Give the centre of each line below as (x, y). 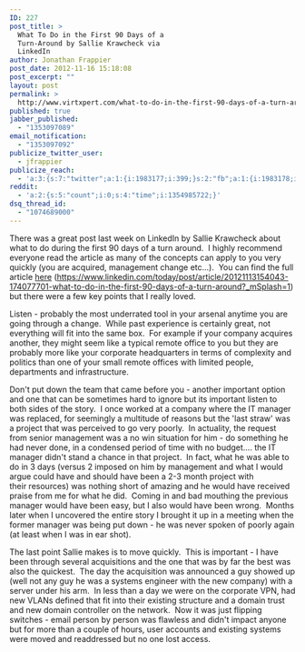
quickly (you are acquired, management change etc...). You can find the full (152, 267)
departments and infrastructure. (69, 371)
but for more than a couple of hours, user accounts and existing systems (145, 629)
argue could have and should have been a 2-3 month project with (132, 476)
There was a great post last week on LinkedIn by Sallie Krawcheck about (145, 238)
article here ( (33, 276)
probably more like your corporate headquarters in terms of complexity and (151, 352)
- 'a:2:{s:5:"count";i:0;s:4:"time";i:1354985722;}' (119, 196)
